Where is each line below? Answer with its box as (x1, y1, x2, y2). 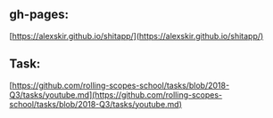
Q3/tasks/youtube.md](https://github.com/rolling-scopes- (9, 89, 223, 100)
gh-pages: (9, 7, 70, 22)
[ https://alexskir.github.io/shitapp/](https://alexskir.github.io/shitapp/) (9, 30, 264, 41)
